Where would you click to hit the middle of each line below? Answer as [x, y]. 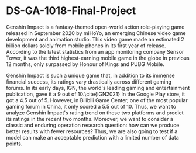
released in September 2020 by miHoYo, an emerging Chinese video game [96, 33]
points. [14, 144]
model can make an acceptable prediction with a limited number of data [93, 137]
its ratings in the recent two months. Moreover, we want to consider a [90, 119]
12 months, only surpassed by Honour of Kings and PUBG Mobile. [85, 64]
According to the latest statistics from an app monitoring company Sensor [95, 51]
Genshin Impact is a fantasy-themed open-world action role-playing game [95, 27]
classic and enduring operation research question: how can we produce [93, 125]
